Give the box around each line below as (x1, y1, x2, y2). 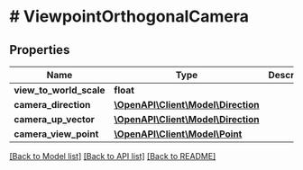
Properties (9, 42, 70, 58)
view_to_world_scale (14, 84, 106, 96)
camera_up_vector (14, 113, 95, 125)
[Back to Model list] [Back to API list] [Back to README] (9, 151, 216, 161)
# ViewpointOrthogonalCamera (9, 6, 250, 27)
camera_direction (14, 99, 91, 111)
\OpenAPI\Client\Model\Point (114, 128, 243, 140)
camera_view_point (14, 128, 99, 140)
